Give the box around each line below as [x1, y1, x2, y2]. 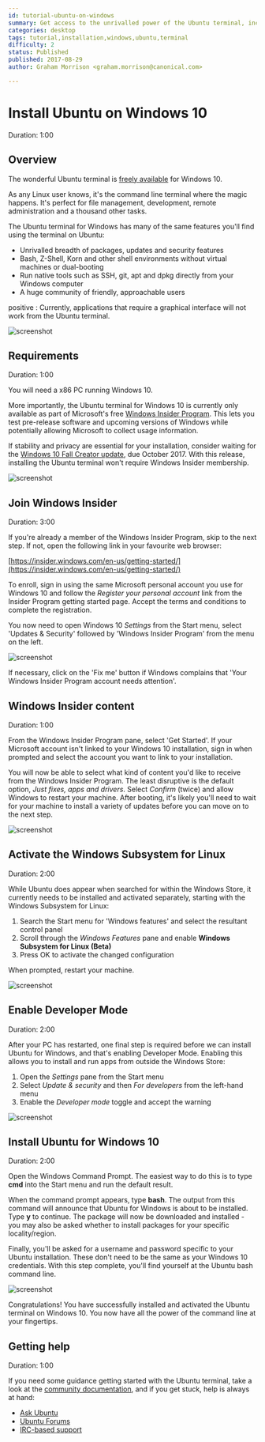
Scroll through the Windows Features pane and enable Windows [19, 933, 230, 942]
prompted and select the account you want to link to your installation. [8, 752, 233, 761]
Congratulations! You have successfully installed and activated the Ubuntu [8, 1300, 250, 1309]
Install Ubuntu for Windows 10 [8, 1135, 160, 1149]
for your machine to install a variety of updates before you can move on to [8, 801, 249, 810]
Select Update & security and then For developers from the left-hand [19, 1080, 244, 1089]
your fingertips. [8, 1317, 58, 1327]
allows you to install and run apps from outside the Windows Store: [8, 1056, 226, 1066]
